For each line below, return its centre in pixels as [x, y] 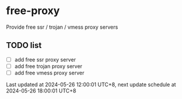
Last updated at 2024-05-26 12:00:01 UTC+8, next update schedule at [91, 84]
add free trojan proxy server [48, 66]
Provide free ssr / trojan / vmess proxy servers [62, 27]
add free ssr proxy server [45, 59]
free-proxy [33, 11]
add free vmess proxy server [49, 73]
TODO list [24, 45]
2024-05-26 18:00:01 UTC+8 [41, 91]
